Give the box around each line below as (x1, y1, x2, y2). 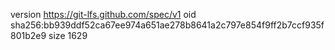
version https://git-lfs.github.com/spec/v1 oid (10, 9, 197, 20)
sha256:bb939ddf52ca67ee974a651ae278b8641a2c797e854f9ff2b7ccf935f (10, 19, 325, 31)
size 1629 (48, 30, 88, 41)
